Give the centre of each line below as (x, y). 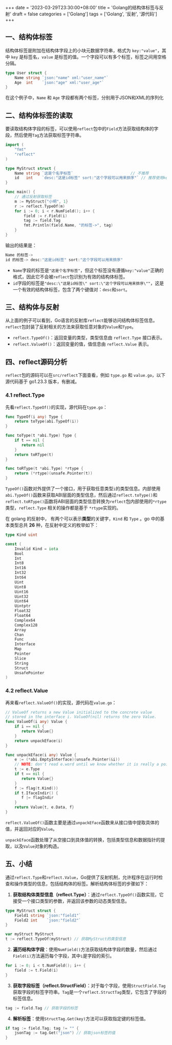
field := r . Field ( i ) (46, 216)
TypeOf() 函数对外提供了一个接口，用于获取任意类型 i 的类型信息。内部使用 (83, 489)
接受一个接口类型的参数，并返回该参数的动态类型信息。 (71, 901)
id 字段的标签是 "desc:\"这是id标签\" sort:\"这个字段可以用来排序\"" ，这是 (88, 283)
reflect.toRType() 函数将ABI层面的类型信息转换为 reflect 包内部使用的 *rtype (86, 501)
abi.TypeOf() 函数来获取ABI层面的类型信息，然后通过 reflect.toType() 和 (81, 495)
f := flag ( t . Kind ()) (36, 788)
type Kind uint (21, 535)
